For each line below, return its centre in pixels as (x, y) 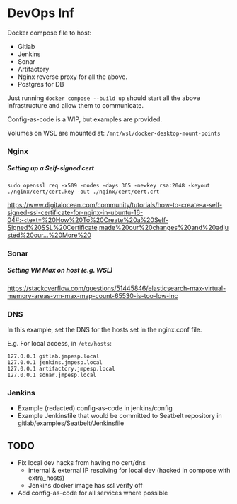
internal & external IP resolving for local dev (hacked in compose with (129, 471)
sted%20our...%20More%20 (50, 235)
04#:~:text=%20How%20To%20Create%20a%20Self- (88, 220)
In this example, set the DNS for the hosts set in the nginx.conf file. (105, 330)
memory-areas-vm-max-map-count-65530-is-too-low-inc (93, 295)
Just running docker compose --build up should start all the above (104, 98)
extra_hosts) (46, 478)
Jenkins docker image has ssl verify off (85, 486)
